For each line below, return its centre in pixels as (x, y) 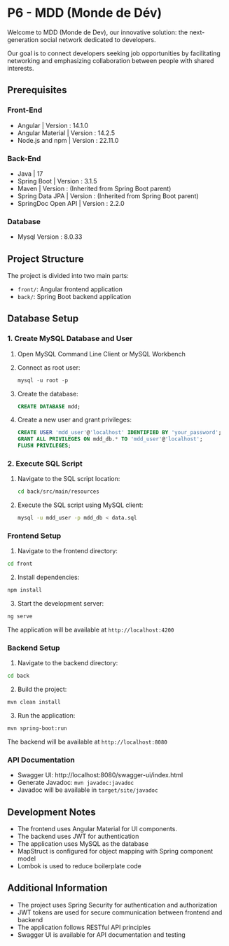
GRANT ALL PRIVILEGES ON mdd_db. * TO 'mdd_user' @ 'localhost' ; (110, 439)
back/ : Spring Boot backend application (74, 297)
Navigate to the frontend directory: (67, 551)
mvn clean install (34, 702)
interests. (21, 68)
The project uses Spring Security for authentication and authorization (117, 905)
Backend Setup (34, 648)
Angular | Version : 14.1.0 (53, 125)
